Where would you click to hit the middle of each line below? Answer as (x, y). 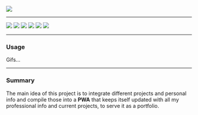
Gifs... (13, 60)
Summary (21, 80)
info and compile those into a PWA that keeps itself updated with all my (93, 99)
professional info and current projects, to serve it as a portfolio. (82, 106)
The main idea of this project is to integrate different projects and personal (96, 93)
